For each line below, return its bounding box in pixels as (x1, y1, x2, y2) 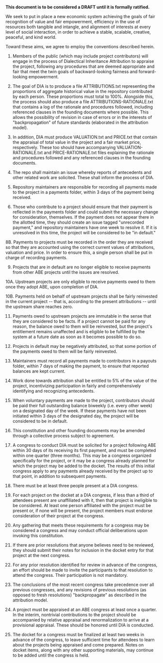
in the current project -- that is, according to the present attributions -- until (5, 299, 157, 304)
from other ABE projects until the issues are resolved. (12, 269, 119, 275)
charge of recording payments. (5, 255, 67, 260)
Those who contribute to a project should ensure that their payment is (12, 204, 152, 209)
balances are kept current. (12, 368, 65, 374)
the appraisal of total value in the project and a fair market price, (12, 139, 141, 145)
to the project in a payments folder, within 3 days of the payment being (12, 189, 154, 195)
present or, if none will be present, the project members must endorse (12, 508, 153, 513)
